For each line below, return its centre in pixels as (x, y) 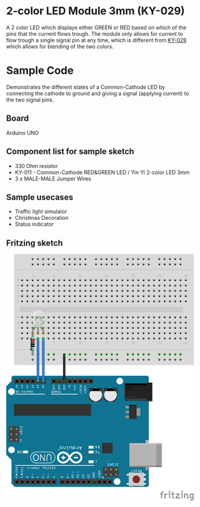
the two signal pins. (30, 99)
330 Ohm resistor (36, 166)
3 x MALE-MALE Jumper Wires (53, 178)
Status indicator (34, 224)
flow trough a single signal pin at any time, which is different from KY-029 (96, 40)
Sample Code (40, 71)
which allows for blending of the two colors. (60, 46)
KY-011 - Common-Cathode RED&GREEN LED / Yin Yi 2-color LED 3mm (102, 172)
